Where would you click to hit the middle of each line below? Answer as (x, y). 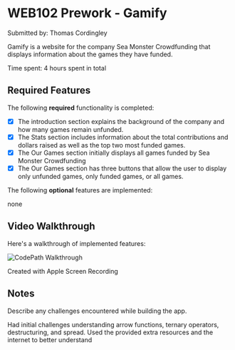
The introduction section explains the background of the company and (121, 121)
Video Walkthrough (51, 226)
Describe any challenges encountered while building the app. (97, 311)
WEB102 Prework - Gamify (87, 13)
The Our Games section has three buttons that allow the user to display (122, 168)
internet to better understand (50, 339)
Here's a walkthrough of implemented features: (77, 243)
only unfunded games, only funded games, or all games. (100, 176)
